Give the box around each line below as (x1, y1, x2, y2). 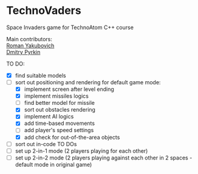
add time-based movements (24, 119, 95, 127)
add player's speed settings (24, 127, 94, 134)
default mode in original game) (15, 161, 92, 168)
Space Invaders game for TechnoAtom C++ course (6, 24, 134, 31)
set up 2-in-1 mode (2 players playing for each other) (15, 147, 148, 155)
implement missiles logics (24, 92, 89, 100)
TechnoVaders (6, 4, 81, 18)
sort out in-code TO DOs (15, 140, 77, 147)
